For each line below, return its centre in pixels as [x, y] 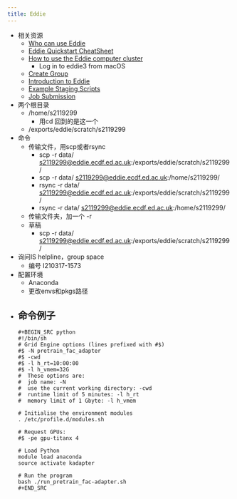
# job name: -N [42, 382]
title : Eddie [27, 14]
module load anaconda [49, 457]
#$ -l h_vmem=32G [43, 370]
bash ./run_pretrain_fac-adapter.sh [72, 482]
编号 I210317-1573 [55, 265]
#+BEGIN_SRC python [47, 332]
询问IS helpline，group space [61, 257]
